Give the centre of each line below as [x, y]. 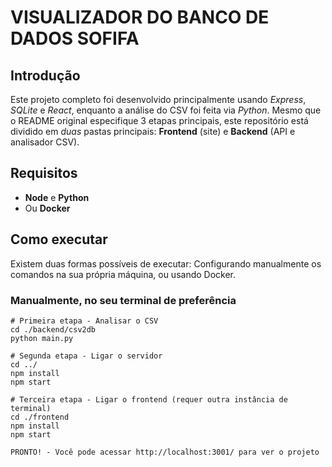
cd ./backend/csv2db [53, 329]
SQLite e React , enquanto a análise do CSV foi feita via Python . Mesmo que [166, 110]
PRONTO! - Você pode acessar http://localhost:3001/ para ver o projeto [165, 452]
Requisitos [44, 173]
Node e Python [57, 197]
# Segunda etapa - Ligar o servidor [86, 356]
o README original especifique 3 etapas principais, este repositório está [159, 120]
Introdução [45, 75]
